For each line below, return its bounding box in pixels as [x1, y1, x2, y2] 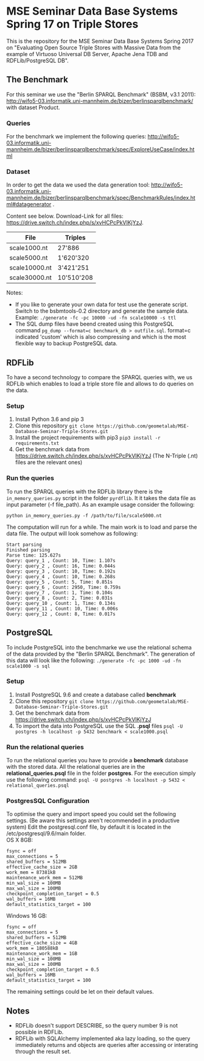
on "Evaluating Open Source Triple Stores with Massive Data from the [6, 44, 181, 51]
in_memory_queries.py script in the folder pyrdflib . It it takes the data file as [6, 494, 196, 501]
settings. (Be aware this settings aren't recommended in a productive [6, 817, 180, 824]
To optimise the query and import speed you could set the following [6, 810, 177, 818]
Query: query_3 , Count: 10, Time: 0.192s [6, 568, 116, 574]
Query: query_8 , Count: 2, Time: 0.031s [6, 595, 113, 601]
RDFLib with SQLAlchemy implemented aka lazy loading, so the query [15, 1035, 191, 1042]
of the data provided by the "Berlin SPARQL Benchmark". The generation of [6, 650, 195, 657]
